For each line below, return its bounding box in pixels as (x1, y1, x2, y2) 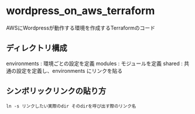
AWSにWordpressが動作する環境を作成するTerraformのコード (6, 24, 155, 31)
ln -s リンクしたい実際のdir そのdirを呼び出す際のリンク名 (6, 103, 136, 109)
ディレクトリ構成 (6, 43, 67, 53)
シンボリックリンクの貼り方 (6, 86, 107, 96)
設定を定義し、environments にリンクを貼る (16, 67, 123, 74)
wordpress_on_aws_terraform (6, 4, 155, 18)
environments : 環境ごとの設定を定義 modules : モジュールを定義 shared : (6, 60, 183, 67)
